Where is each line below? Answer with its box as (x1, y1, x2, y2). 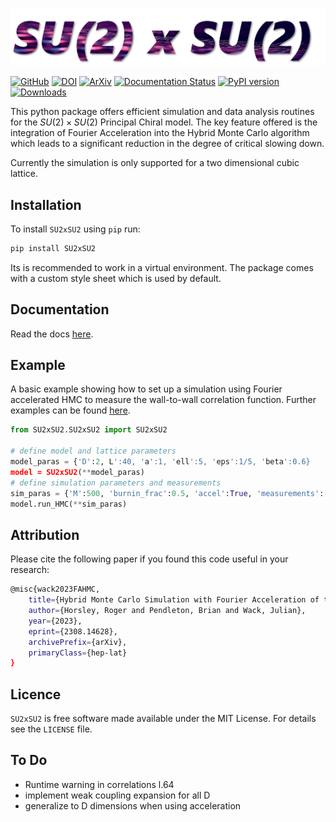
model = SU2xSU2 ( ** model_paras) (10, 467, 145, 477)
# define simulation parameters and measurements (10, 478, 222, 488)
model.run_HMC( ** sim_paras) (10, 499, 128, 509)
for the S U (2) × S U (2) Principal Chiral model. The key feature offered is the (10, 116, 318, 128)
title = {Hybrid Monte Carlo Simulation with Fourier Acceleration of (28, 595, 320, 605)
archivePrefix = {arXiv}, (28, 637, 128, 647)
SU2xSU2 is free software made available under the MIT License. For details (10, 713, 317, 725)
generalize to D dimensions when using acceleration (24, 799, 242, 812)
